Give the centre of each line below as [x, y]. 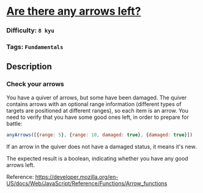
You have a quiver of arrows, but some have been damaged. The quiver [97, 97]
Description [29, 66]
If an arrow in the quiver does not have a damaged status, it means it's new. [102, 146]
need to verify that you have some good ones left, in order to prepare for [98, 117]
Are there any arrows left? [74, 11]
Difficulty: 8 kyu [31, 31]
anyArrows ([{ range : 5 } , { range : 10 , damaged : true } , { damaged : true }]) [100, 135]
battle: [14, 123]
